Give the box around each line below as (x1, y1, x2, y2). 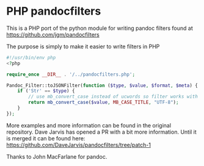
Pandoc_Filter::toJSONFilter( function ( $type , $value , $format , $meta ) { (6, 82, 199, 88)
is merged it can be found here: (6, 134, 86, 142)
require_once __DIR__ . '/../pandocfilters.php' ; (6, 71, 136, 78)
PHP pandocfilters (6, 4, 101, 18)
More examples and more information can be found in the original (6, 121, 172, 129)
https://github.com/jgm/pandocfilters (6, 31, 100, 38)
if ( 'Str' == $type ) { (17, 88, 75, 94)
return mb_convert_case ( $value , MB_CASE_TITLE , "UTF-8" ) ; (28, 99, 179, 106)
